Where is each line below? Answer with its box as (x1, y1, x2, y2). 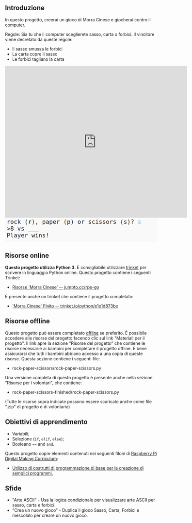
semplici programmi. (12, 470, 53, 476)
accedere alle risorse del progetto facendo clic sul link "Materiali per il (5, 335, 145, 341)
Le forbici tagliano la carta (12, 56, 64, 62)
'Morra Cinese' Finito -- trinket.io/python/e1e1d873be (12, 303, 118, 309)
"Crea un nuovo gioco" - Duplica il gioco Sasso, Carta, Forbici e (12, 507, 140, 513)
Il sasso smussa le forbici (12, 46, 63, 51)
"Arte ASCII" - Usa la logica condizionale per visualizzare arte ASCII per (12, 497, 155, 503)
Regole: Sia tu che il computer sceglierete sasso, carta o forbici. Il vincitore (5, 31, 155, 37)
